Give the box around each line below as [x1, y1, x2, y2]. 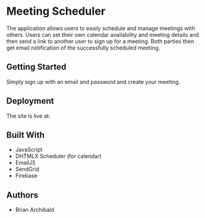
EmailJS [15, 159, 36, 167]
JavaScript [15, 146, 43, 154]
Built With [6, 130, 45, 140]
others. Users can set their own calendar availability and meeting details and [6, 31, 199, 38]
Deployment [6, 96, 54, 107]
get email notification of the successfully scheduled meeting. [6, 44, 160, 51]
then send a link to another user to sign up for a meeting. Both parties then [6, 37, 195, 45]
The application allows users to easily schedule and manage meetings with [6, 24, 195, 32]
